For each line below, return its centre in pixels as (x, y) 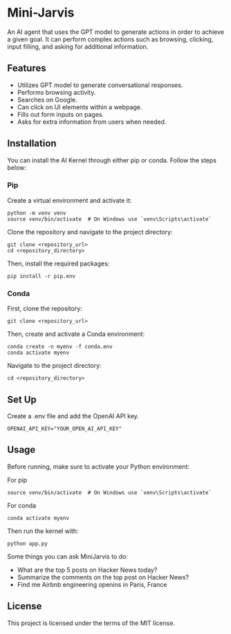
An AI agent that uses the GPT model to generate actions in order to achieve (116, 32)
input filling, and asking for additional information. (78, 46)
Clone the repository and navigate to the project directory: (90, 232)
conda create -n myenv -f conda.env (60, 347)
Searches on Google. (47, 100)
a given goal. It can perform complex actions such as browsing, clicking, (110, 39)
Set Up (22, 399)
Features (27, 68)
